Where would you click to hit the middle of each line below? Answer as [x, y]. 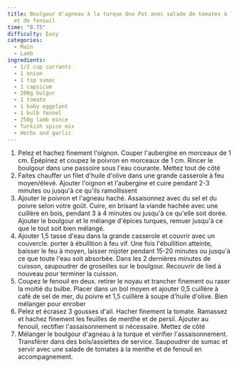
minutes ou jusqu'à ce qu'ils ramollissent [77, 191]
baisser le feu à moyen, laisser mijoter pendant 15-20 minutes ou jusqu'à [124, 251]
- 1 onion [28, 73]
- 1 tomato [30, 100]
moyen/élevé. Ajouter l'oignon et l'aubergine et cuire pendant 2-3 [113, 183]
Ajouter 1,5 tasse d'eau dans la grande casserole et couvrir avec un [116, 236]
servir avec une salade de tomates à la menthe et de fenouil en [110, 350]
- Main [23, 47]
